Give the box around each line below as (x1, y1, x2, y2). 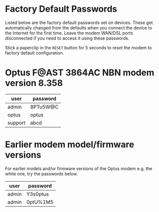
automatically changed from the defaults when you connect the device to (5, 24, 152, 30)
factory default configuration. (5, 50, 64, 56)
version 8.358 (5, 77, 63, 89)
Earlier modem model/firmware (5, 139, 135, 150)
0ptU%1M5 (26, 198, 54, 205)
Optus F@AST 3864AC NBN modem (5, 67, 155, 78)
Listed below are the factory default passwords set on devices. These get (5, 20, 153, 25)
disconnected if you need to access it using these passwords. (5, 35, 130, 41)
